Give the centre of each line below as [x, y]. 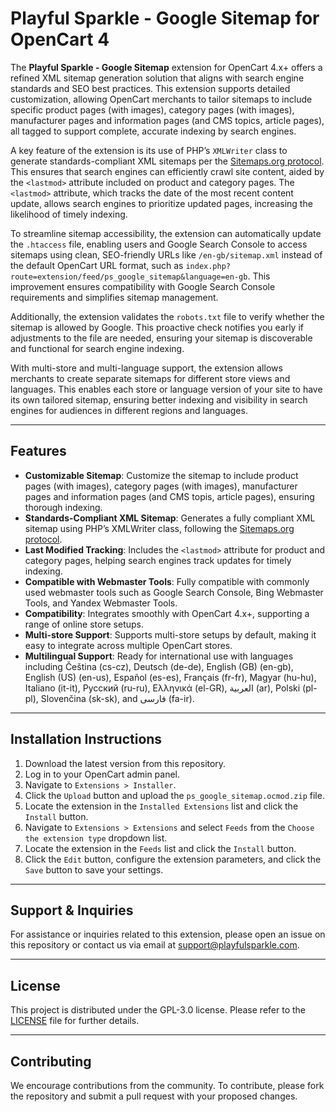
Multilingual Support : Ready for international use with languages [159, 656]
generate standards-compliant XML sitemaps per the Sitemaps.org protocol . [167, 161]
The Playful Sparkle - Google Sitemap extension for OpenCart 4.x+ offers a [166, 67]
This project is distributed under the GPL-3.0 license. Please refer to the [158, 1010]
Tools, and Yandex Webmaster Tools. [101, 603]
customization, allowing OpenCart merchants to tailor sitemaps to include [161, 99]
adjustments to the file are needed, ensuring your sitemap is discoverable [161, 338]
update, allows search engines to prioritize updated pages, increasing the [161, 203]
